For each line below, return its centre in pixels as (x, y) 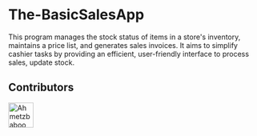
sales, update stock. (41, 62)
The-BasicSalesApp (76, 15)
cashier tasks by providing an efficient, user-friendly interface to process (129, 54)
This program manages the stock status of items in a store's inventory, (124, 37)
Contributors (41, 88)
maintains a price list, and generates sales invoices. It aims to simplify (123, 45)
